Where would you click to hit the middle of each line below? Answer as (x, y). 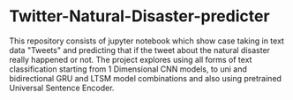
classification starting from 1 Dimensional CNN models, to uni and (128, 69)
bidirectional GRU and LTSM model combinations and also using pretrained (146, 78)
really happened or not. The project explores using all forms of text (131, 59)
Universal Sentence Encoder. (62, 88)
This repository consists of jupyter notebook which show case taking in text (147, 41)
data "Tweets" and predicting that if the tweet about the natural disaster (140, 50)
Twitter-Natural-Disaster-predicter (140, 16)
